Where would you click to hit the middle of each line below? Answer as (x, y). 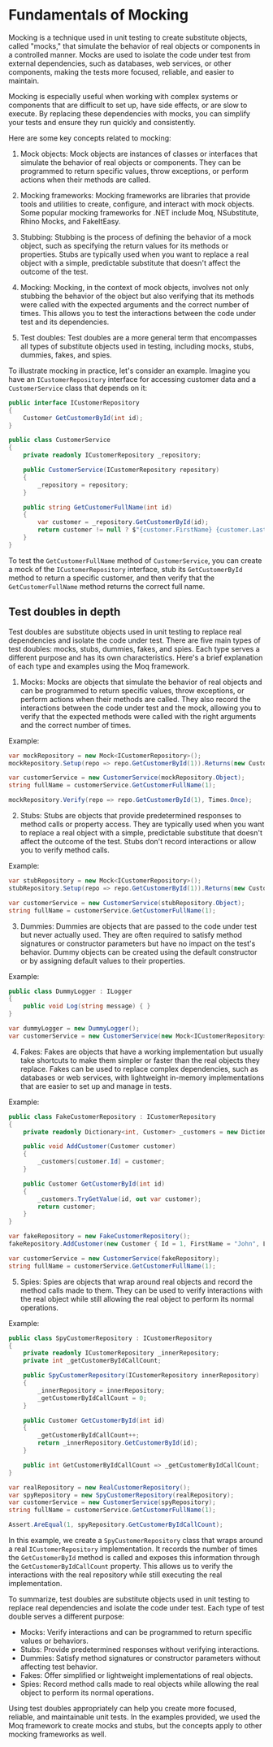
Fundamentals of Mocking (99, 15)
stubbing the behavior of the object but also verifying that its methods (137, 296)
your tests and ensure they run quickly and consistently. (102, 122)
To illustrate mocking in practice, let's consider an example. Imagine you (129, 371)
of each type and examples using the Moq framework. (99, 666)
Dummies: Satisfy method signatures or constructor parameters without (141, 1658)
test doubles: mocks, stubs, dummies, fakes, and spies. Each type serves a (134, 648)
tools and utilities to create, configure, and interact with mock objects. (137, 204)
